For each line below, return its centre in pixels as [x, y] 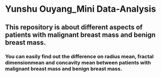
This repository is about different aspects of [74, 27]
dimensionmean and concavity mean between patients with [78, 62]
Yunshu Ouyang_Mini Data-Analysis [80, 9]
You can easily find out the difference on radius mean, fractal [79, 56]
